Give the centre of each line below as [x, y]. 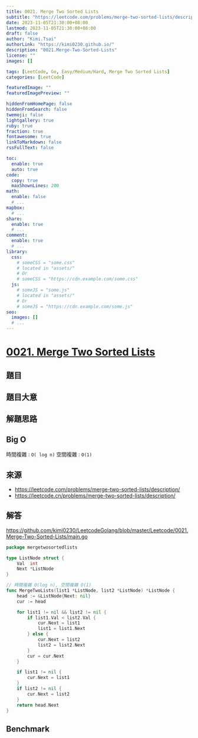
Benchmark [28, 729]
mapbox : [16, 208]
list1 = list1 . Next [61, 629]
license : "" [21, 55]
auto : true [25, 169]
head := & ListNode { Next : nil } [54, 596]
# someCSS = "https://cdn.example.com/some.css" [77, 279]
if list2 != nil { [39, 689]
